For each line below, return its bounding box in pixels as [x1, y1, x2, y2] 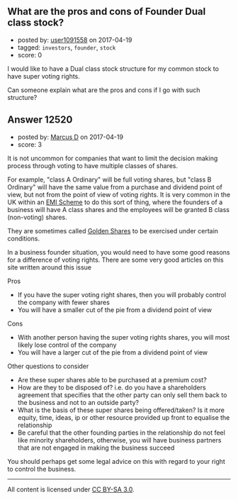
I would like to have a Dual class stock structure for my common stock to [7, 64, 220, 73]
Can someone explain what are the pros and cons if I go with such [7, 85, 200, 94]
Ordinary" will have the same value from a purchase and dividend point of [7, 182, 223, 191]
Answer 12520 [7, 113, 73, 126]
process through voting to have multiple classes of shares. [7, 161, 178, 170]
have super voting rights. [7, 72, 80, 80]
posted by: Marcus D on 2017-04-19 [17, 133, 124, 141]
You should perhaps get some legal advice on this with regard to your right [7, 457, 225, 465]
